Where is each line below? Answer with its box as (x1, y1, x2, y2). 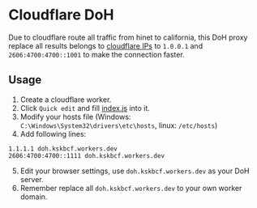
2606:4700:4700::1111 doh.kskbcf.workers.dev (8, 151, 165, 159)
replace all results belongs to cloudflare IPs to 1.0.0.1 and (8, 40, 203, 50)
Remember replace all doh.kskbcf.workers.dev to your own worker (19, 183, 242, 193)
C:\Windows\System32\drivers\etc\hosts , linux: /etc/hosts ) (19, 120, 218, 130)
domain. (19, 192, 48, 202)
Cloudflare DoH (8, 6, 114, 24)
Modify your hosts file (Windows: (19, 112, 131, 121)
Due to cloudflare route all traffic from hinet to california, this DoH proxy (8, 32, 248, 42)
